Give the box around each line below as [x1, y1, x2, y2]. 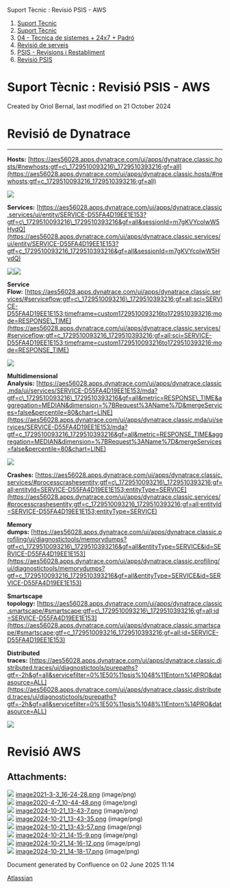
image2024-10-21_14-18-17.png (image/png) [15, 847, 140, 855]
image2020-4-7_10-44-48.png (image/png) [15, 798, 138, 806]
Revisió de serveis [16, 41, 69, 49]
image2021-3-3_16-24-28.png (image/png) [15, 790, 137, 798]
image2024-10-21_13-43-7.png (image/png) [15, 806, 139, 815]
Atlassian [7, 874, 33, 882]
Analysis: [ [7, 379, 39, 387]
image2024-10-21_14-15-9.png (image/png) [15, 830, 138, 839]
